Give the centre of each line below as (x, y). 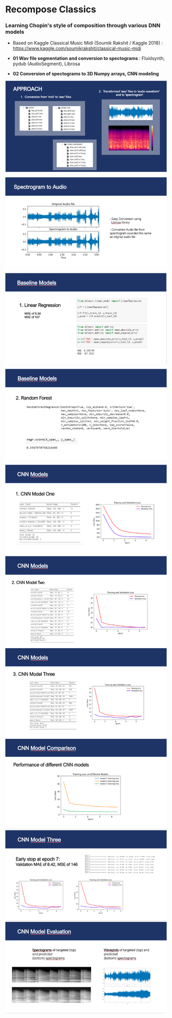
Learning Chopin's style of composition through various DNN (83, 26)
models (15, 32)
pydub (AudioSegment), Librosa (46, 64)
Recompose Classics (51, 9)
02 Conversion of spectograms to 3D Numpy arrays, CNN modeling (86, 74)
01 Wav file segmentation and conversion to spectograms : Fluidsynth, (89, 58)
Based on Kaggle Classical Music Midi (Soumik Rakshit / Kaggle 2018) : (88, 43)
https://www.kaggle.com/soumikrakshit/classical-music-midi (77, 48)
